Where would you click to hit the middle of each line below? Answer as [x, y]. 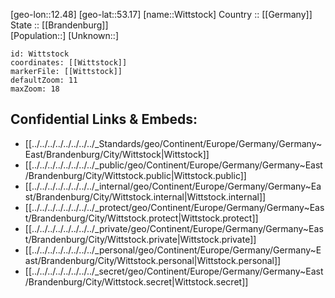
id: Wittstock [40, 54]
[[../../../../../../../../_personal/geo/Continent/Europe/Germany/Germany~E [173, 250]
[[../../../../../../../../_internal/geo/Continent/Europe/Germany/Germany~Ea [173, 186]
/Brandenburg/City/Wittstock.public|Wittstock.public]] [135, 175]
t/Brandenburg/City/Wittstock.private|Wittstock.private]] [140, 239]
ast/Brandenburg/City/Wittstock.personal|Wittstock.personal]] [153, 260]
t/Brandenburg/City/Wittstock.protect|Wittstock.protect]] [141, 218]
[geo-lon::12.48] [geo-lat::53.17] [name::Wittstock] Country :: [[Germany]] [161, 14]
